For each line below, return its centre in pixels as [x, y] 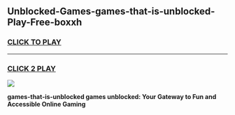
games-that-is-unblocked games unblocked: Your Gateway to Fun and [112, 96]
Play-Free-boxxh [45, 23]
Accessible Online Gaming [47, 104]
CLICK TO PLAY [34, 43]
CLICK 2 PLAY [31, 68]
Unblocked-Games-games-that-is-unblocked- [111, 11]
